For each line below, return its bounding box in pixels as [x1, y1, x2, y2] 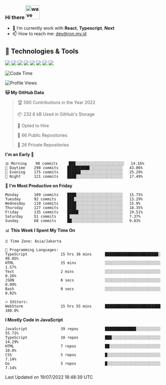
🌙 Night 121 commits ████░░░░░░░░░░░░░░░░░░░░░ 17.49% [5, 174, 143, 179]
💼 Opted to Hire [17, 123, 50, 129]
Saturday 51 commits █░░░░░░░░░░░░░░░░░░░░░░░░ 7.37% [5, 214, 141, 219]
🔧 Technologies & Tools [5, 47, 79, 55]
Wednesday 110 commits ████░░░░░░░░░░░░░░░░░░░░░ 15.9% [5, 201, 141, 206]
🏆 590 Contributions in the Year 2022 [17, 100, 96, 106]
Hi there [5, 14, 25, 21]
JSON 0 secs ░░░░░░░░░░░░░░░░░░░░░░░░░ [5, 278, 161, 283]
